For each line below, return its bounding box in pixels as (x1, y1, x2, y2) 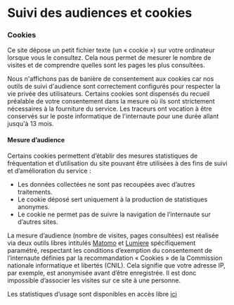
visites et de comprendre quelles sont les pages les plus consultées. (7, 61, 205, 70)
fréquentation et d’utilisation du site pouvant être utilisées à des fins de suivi (7, 158, 228, 167)
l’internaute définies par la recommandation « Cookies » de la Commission (7, 254, 223, 262)
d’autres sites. (17, 217, 58, 226)
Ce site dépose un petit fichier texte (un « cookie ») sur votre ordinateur (7, 46, 216, 54)
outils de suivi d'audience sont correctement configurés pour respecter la (7, 82, 221, 91)
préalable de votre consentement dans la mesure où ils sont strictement (7, 97, 216, 106)
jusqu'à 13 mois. (7, 120, 54, 128)
